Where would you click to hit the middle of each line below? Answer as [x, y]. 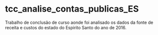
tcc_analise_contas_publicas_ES [72, 9]
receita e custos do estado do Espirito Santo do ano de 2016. [66, 27]
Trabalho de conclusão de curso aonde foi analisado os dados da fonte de [79, 22]
